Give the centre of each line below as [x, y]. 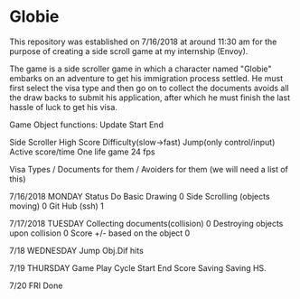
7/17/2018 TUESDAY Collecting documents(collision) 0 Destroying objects [146, 223]
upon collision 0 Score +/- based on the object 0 [100, 233]
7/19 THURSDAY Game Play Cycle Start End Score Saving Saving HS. [138, 267]
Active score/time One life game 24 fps [82, 152]
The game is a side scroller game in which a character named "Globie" [141, 69]
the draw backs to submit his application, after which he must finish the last [150, 98]
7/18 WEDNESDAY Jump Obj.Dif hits [77, 250]
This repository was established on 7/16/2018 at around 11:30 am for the [143, 42]
